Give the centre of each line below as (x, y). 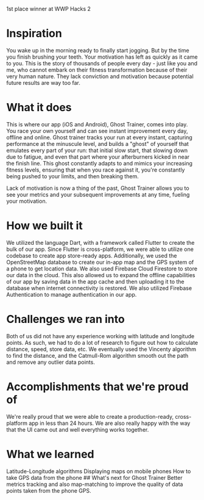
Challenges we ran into (65, 319)
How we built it (45, 226)
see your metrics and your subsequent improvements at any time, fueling (98, 194)
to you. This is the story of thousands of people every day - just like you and (102, 63)
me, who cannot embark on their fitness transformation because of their (97, 70)
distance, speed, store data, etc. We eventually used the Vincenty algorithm (101, 349)
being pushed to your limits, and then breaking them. (72, 176)
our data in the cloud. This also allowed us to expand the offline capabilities (101, 275)
